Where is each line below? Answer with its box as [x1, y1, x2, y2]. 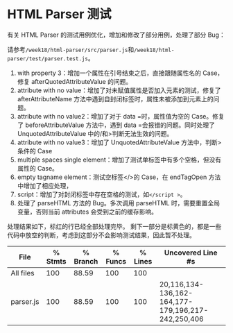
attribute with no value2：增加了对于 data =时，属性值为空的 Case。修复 [17, 112, 225, 120]
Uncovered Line [164, 248, 218, 257]
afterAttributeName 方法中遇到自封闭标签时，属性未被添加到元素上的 [17, 94, 214, 103]
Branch [74, 256, 98, 266]
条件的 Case [17, 146, 53, 155]
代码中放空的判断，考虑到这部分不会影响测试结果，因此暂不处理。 [7, 230, 196, 239]
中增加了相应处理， [17, 181, 73, 189]
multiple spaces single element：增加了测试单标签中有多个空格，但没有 [17, 155, 222, 164]
